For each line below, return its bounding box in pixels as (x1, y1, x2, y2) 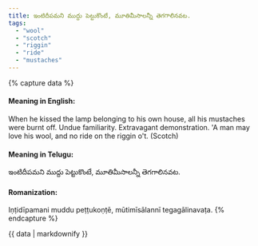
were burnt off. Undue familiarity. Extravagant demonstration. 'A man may (8, 123, 250, 133)
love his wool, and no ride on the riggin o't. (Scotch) (8, 131, 179, 141)
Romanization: (8, 187, 58, 196)
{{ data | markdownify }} (8, 229, 89, 239)
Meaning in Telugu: (8, 149, 74, 159)
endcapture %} (8, 213, 58, 224)
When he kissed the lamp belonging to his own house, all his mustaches (8, 114, 245, 124)
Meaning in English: (8, 97, 76, 106)
